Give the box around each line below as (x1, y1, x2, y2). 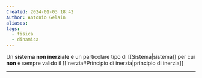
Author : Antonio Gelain (6, 14, 66, 20)
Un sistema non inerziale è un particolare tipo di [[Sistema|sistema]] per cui (6, 53, 195, 60)
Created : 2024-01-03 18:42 (6, 8, 74, 15)
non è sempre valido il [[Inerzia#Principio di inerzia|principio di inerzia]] (6, 59, 184, 67)
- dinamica (11, 37, 39, 43)
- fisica (11, 31, 34, 37)
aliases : (6, 20, 28, 26)
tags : (6, 25, 20, 32)
